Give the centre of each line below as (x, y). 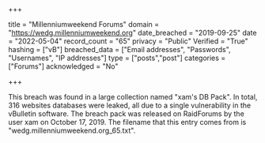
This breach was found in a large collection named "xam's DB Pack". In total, (133, 97)
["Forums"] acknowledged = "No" (63, 66)
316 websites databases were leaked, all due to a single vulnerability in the (130, 105)
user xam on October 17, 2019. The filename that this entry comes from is (127, 122)
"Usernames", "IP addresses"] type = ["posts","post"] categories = (117, 58)
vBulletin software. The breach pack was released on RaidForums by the (127, 114)
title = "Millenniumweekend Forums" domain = (84, 24)
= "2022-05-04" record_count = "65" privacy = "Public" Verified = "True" (128, 41)
